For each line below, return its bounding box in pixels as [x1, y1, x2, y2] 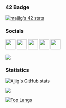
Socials [5, 28, 24, 35]
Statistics [5, 66, 29, 73]
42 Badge [5, 4, 29, 11]
